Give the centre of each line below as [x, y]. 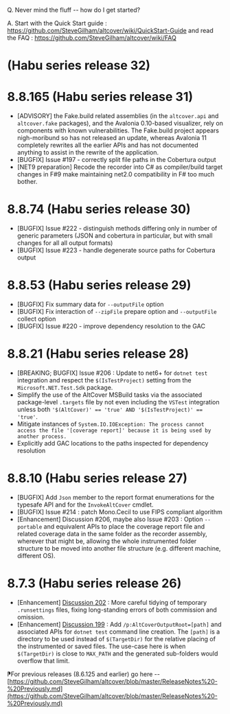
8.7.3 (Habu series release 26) [94, 584]
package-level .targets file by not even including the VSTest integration [118, 402]
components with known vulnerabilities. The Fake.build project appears [118, 130]
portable [30, 527]
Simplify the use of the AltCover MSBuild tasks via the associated [110, 395]
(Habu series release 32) [79, 66]
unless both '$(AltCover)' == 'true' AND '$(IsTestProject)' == [110, 409]
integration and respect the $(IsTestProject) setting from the [104, 380]
